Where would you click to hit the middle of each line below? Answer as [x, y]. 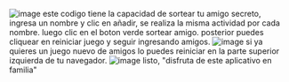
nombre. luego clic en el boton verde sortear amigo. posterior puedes [136, 32]
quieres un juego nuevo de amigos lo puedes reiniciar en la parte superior [144, 51]
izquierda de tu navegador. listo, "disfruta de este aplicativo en [141, 60]
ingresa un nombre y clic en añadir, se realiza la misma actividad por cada [144, 23]
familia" [23, 70]
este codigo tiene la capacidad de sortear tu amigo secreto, [152, 14]
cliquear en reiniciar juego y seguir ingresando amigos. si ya [136, 41]
